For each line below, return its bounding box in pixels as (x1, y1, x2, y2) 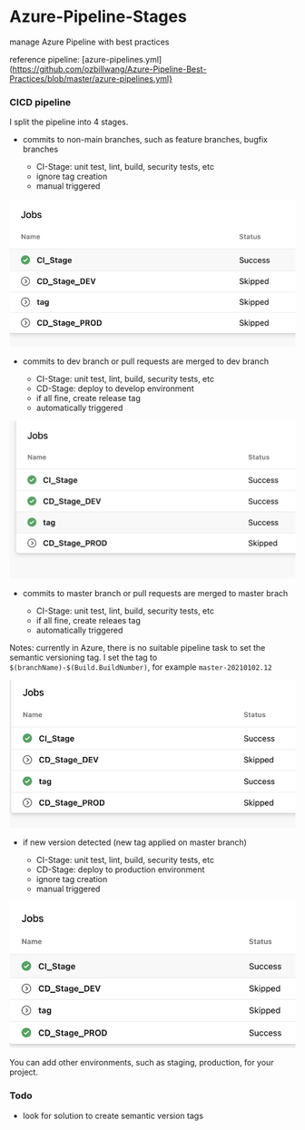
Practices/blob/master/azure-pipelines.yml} (9, 73, 172, 84)
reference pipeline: (9, 54, 80, 64)
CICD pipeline (9, 95, 72, 108)
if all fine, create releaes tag (35, 615, 141, 626)
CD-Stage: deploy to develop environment (35, 383, 194, 394)
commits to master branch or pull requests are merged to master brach (22, 588, 289, 599)
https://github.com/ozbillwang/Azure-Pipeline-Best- (12, 64, 207, 74)
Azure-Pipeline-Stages (9, 6, 188, 27)
